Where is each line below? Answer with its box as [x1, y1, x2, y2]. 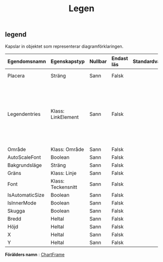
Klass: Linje [50, 169, 77, 176]
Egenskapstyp [50, 58, 85, 65]
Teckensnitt [50, 184, 78, 190]
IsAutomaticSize [7, 191, 45, 198]
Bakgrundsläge [7, 162, 42, 168]
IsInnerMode [7, 199, 36, 206]
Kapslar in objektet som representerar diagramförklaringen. [5, 43, 124, 49]
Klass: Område [50, 146, 84, 152]
